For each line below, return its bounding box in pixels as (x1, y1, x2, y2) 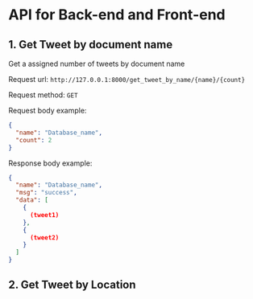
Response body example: (8, 158, 93, 168)
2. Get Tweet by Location (8, 278, 136, 292)
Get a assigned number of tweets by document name (8, 59, 185, 68)
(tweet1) (29, 211, 60, 219)
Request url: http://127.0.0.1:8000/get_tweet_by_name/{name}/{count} (8, 75, 246, 84)
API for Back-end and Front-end (8, 6, 226, 24)
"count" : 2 (15, 136, 52, 144)
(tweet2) (29, 233, 60, 242)
